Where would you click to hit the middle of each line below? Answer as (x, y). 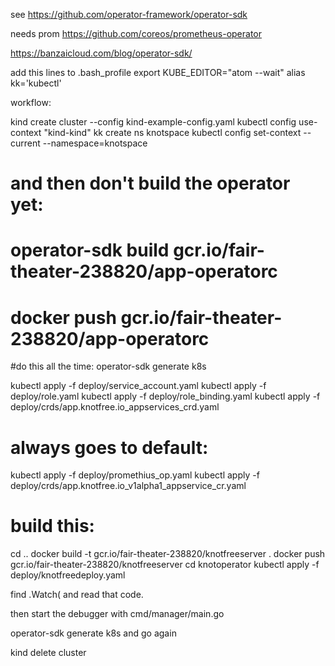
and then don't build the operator (150, 183)
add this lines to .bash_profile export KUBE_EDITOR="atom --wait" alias (158, 72)
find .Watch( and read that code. (77, 595)
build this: (52, 526)
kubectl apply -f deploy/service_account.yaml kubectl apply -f (138, 386)
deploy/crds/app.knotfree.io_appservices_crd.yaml (115, 407)
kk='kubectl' (36, 83)
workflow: (31, 102)
